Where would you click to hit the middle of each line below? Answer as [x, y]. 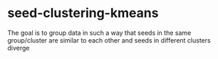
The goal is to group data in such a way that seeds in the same [99, 33]
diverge [19, 48]
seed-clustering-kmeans [83, 13]
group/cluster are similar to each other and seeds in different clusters [109, 40]
